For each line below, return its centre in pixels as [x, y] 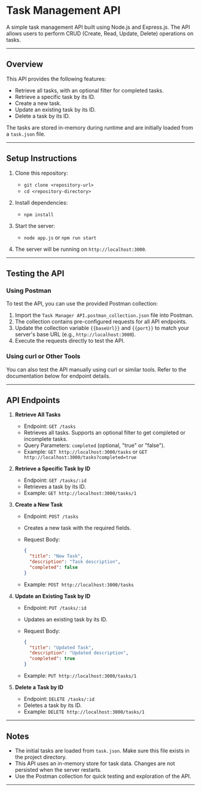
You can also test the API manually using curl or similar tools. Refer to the [96, 369]
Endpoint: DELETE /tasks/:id [59, 699]
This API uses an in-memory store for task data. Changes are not [95, 763]
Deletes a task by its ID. [53, 705]
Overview [25, 65]
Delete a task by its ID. [42, 116]
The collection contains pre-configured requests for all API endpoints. [101, 322]
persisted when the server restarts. [58, 769]
